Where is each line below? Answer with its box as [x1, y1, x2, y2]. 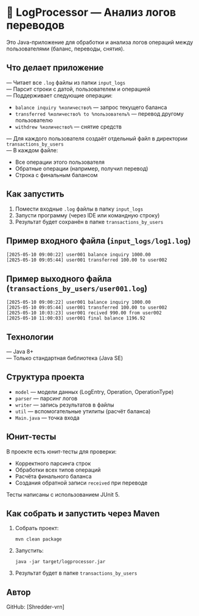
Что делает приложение [6, 63, 104, 73]
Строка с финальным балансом [15, 171, 98, 178]
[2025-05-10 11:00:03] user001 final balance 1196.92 [6, 315, 146, 321]
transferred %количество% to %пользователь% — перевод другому [15, 110, 184, 117]
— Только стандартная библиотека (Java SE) [6, 354, 124, 362]
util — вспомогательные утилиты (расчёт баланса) [15, 407, 151, 415]
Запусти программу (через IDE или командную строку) [15, 211, 160, 219]
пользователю [15, 116, 53, 124]
